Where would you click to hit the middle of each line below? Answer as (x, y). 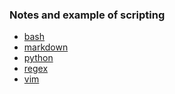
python (38, 58)
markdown (46, 47)
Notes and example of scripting (87, 15)
